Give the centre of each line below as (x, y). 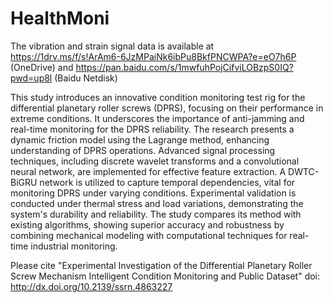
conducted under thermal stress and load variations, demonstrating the (157, 203)
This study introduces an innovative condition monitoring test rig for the (158, 97)
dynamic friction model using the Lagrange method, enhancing (140, 139)
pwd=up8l (31, 78)
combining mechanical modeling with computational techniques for (149, 235)
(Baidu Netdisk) (86, 78)
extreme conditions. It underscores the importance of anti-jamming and (157, 118)
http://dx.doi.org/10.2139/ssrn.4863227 (91, 286)
